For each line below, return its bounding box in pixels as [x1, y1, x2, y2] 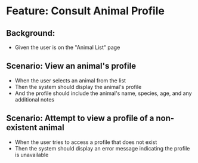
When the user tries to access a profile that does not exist [14, 139, 157, 146]
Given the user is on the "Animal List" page [14, 44, 120, 51]
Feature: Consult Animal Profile [6, 4, 165, 18]
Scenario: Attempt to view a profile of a [6, 113, 154, 124]
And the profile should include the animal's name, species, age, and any [14, 90, 192, 97]
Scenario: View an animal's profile [6, 61, 137, 71]
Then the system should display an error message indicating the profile [14, 144, 190, 152]
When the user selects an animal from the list [14, 76, 126, 84]
